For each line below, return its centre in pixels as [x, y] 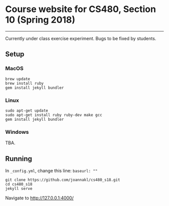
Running [19, 159]
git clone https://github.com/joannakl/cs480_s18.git [63, 180]
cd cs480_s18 [19, 184]
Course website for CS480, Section [81, 9]
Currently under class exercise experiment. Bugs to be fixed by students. [81, 38]
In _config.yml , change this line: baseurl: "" [52, 171]
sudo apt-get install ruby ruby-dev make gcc [54, 115]
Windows [17, 132]
